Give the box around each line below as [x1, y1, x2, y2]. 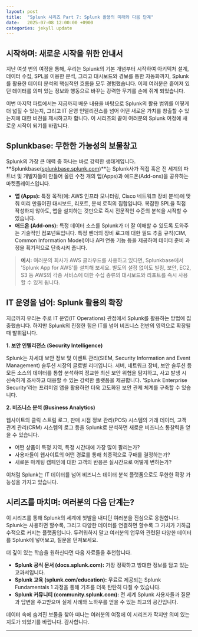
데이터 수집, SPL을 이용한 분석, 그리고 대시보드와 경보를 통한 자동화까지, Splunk [6, 73, 190, 80]
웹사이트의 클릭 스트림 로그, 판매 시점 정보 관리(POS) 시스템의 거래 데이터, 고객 [6, 416, 187, 423]
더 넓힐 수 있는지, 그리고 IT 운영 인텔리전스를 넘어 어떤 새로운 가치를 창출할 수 [6, 107, 184, 115]
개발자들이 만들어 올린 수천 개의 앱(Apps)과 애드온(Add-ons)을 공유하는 [23, 172, 189, 179]
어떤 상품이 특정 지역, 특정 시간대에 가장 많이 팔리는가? [14, 443, 140, 450]
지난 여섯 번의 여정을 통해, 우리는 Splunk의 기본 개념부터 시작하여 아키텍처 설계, [6, 66, 189, 73]
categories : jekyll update [6, 25, 72, 31]
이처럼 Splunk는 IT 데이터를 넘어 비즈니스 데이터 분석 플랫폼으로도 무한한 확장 [6, 471, 184, 478]
